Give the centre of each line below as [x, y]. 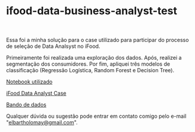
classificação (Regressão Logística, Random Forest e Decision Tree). [90, 70]
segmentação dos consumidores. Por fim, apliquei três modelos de [88, 64]
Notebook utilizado [29, 82]
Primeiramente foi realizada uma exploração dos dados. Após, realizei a [94, 57]
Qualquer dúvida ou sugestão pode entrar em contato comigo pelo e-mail [96, 116]
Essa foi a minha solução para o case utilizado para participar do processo [97, 40]
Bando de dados [26, 104]
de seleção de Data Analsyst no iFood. [53, 46]
